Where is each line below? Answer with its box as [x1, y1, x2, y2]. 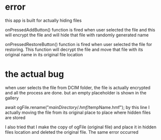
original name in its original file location [5, 51, 83, 57]
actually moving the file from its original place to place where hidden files [5, 109, 151, 115]
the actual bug [5, 69, 64, 80]
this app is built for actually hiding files [5, 17, 82, 23]
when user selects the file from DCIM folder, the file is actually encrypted [5, 84, 151, 91]
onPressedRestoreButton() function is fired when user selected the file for [5, 41, 152, 47]
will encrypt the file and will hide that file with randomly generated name [5, 32, 149, 38]
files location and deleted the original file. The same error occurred [5, 129, 139, 135]
